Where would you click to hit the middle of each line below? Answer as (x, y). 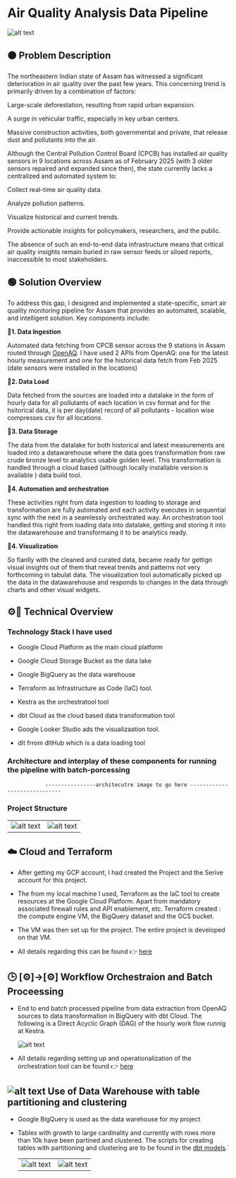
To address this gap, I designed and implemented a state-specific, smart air (117, 303)
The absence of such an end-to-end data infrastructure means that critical (116, 244)
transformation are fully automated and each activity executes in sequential (117, 510)
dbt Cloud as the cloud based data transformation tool (96, 716)
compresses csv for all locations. (55, 417)
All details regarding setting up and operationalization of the (104, 1058)
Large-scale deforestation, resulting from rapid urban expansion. (101, 104)
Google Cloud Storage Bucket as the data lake (84, 661)
